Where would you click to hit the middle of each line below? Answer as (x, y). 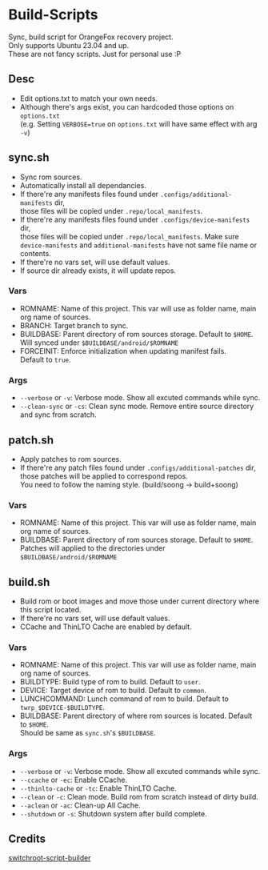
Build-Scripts (53, 15)
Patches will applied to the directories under (92, 548)
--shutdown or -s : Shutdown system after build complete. (113, 813)
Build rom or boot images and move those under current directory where (140, 601)
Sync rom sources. (51, 177)
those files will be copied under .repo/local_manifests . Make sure (129, 236)
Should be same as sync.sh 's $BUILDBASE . (88, 733)
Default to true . (45, 359)
